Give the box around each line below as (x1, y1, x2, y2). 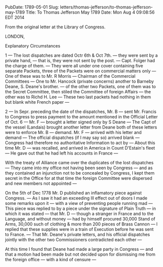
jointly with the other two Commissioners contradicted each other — (5, 237, 142, 243)
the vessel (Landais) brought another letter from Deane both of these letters (5, 124, 157, 130)
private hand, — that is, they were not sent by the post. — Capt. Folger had (5, 58, 155, 63)
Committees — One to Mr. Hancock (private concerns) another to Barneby (5, 78, 154, 84)
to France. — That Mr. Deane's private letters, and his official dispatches (5, 232, 150, 237)
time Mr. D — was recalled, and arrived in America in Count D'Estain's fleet (5, 145, 155, 151)
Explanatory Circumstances (5, 43, 61, 48)
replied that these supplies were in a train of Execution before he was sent (5, 226, 154, 232)
